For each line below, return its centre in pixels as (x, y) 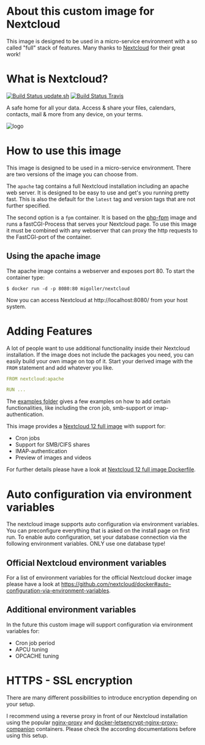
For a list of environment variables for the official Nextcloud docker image (99, 578)
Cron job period (35, 643)
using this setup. (27, 735)
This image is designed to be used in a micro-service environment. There (99, 168)
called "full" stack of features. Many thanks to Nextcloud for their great (96, 48)
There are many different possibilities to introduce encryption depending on (102, 697)
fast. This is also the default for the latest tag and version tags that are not (101, 199)
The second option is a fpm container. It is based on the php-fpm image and (102, 217)
